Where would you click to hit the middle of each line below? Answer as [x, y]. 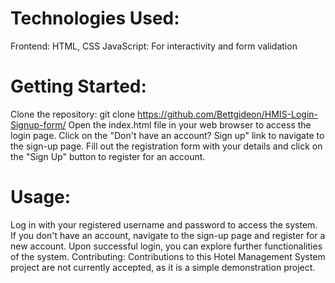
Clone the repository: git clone [73, 114]
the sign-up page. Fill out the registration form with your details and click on [166, 146]
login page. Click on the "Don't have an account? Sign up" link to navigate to [167, 135]
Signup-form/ [38, 124]
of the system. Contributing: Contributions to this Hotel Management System [168, 256]
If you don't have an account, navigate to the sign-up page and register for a [168, 235]
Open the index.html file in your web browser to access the [190, 124]
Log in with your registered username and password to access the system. [164, 224]
